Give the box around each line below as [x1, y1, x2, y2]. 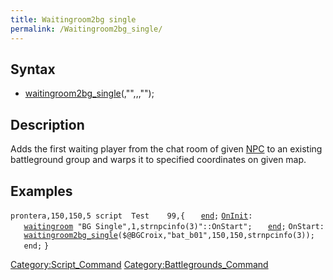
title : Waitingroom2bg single [10, 14, 137, 25]
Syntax [10, 61, 56, 78]
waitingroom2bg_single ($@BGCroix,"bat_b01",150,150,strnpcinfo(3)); [23, 230, 315, 240]
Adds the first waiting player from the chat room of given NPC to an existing [10, 143, 323, 155]
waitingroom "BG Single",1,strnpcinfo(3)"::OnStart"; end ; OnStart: [23, 221, 325, 231]
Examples [10, 182, 73, 200]
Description [10, 116, 85, 133]
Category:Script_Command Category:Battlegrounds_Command [10, 258, 269, 270]
